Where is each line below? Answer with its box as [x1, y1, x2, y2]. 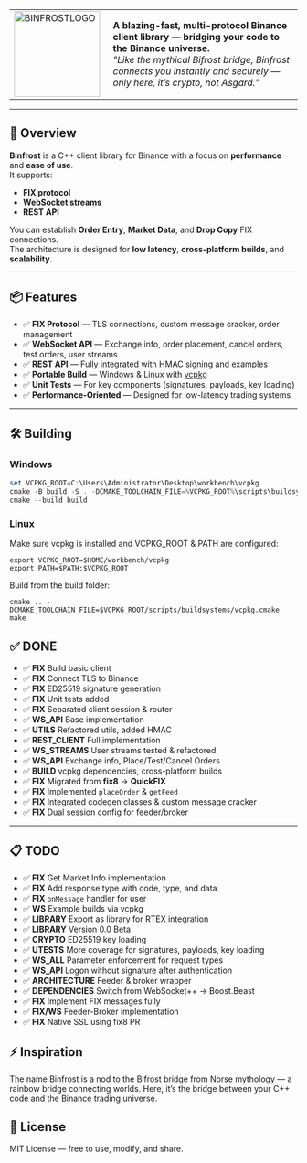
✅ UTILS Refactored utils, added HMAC [22, 724, 172, 735]
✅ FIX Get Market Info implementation [22, 872, 166, 883]
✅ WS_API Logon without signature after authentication [22, 965, 233, 976]
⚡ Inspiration [9, 1044, 84, 1060]
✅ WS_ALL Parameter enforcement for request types [22, 955, 224, 966]
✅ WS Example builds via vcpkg [22, 902, 144, 913]
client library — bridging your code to [112, 31, 281, 43]
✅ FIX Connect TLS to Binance [22, 673, 139, 684]
